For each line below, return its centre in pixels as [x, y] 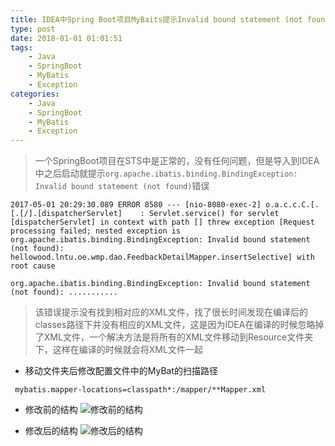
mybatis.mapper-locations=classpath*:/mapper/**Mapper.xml [140, 390]
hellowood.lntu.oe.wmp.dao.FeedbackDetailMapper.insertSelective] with [162, 257]
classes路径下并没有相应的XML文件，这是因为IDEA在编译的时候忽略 [175, 325]
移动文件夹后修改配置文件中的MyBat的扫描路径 [121, 371]
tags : [21, 47]
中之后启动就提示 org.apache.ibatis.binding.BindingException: [166, 173]
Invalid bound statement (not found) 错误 [122, 186]
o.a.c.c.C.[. [292, 205]
